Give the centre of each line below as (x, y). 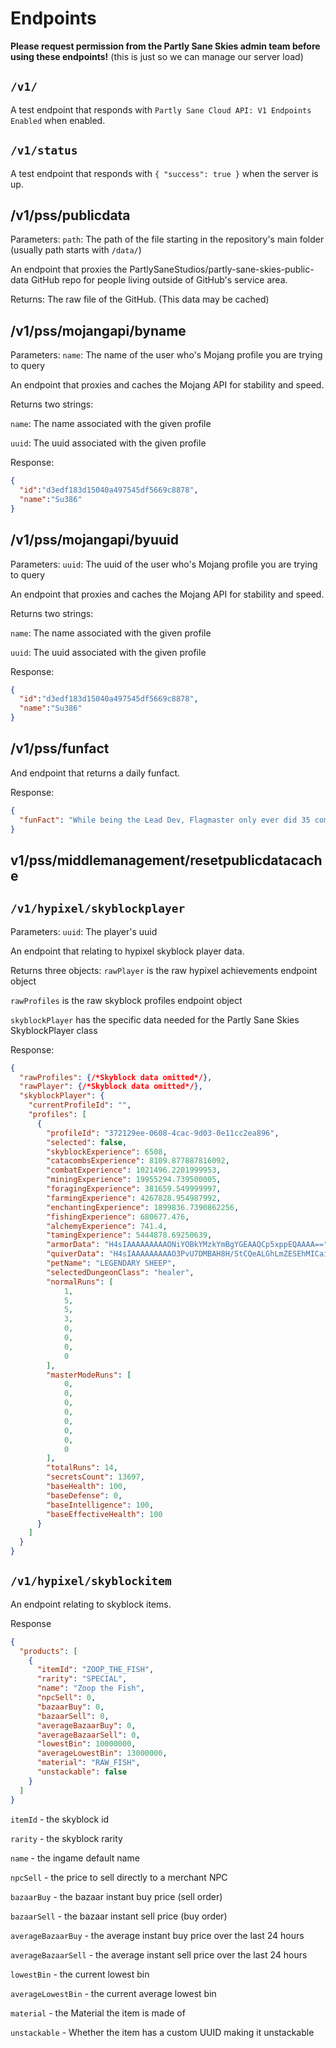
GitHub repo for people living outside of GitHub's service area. (159, 280)
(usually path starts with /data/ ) (76, 250)
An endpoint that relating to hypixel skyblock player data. (127, 951)
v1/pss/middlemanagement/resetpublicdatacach (166, 860)
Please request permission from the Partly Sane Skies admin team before (165, 46)
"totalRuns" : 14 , (82, 1468)
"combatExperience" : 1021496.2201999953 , (134, 1170)
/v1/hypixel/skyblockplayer (98, 909)
